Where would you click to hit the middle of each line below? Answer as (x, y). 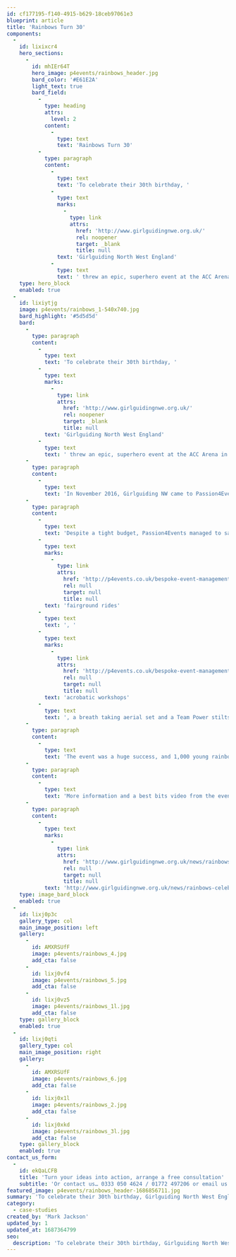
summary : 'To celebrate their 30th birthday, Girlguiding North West (111, 1197)
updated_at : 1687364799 (42, 1230)
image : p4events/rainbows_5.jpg (80, 980)
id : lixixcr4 (38, 47)
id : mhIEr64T (51, 66)
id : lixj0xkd (51, 1125)
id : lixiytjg (38, 303)
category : (21, 1204)
